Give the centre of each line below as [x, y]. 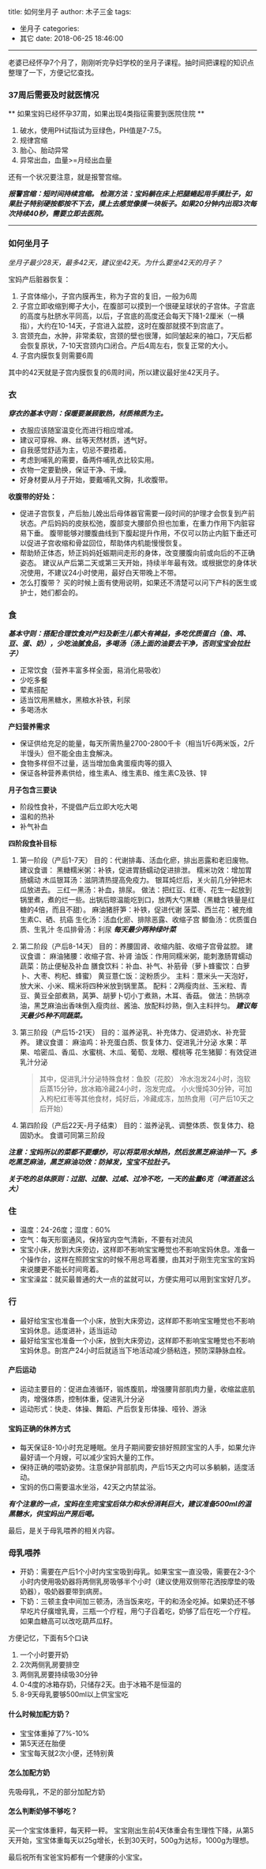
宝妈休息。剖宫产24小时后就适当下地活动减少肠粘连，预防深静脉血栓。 [135, 1350]
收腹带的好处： [32, 496]
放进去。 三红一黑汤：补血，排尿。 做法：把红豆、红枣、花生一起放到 [139, 890]
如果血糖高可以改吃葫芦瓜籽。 [68, 1621]
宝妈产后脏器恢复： [39, 279]
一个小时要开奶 [44, 1655]
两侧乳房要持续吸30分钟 [59, 1675]
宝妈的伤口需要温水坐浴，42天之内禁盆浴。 [90, 1487]
